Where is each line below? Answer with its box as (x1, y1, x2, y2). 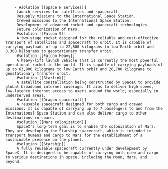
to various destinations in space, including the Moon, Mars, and (5, 155, 147, 160)
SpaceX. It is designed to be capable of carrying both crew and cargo (5, 150, 158, 155)
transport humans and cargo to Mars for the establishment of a (5, 133, 143, 138)
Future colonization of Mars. (16, 27, 80, 32)
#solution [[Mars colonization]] (16, 120, 87, 125)
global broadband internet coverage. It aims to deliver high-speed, (5, 84, 154, 89)
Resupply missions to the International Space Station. (16, 14, 136, 19)
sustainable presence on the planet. (5, 137, 85, 142)
